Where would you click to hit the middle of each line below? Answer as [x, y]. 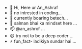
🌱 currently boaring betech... [39, 18]
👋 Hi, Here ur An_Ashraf [34, 8]
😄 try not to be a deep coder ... [41, 36]
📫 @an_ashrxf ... [27, 29]
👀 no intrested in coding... [36, 13]
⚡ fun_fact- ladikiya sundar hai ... [43, 41]
